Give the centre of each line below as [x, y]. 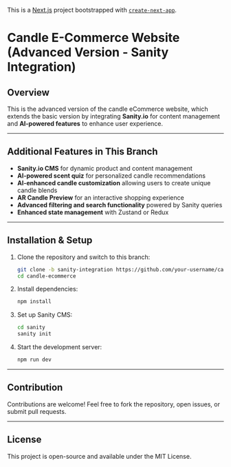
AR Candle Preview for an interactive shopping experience [100, 197]
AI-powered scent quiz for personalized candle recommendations [111, 176]
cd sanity [31, 328]
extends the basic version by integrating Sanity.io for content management [113, 116]
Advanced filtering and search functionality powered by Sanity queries [120, 205]
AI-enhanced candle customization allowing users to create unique [114, 183]
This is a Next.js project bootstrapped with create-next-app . [92, 10]
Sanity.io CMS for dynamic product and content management [104, 168]
